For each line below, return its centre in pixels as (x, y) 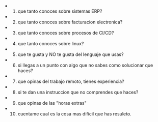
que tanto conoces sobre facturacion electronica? (70, 22)
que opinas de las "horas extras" (52, 103)
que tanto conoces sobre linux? (51, 43)
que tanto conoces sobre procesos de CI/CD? (66, 33)
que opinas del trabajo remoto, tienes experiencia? (71, 81)
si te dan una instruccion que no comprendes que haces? (78, 92)
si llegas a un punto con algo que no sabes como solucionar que (85, 65)
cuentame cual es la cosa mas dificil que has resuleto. (74, 114)
